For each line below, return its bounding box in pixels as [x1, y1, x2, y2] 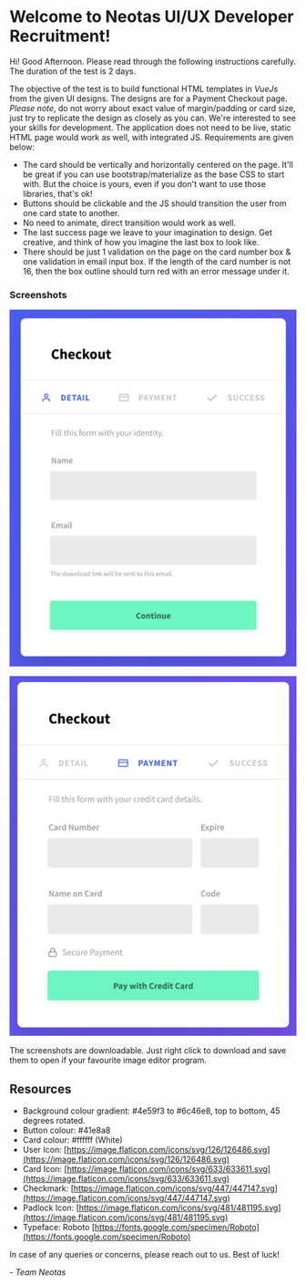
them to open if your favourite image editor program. [9, 1055, 207, 1066]
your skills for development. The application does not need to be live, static [9, 121, 291, 133]
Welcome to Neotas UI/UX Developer [9, 6, 294, 27]
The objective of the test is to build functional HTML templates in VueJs [9, 83, 279, 94]
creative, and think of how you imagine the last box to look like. [22, 236, 260, 247]
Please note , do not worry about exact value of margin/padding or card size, [9, 102, 296, 113]
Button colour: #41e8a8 [22, 1124, 111, 1136]
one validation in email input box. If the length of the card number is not [22, 255, 291, 266]
